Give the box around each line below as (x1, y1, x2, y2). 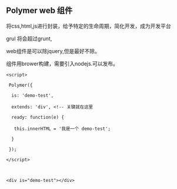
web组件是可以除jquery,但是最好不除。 (6, 47, 101, 54)
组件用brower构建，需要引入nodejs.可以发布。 (6, 60, 119, 67)
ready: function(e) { (11, 114, 65, 120)
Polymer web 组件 (6, 5, 73, 16)
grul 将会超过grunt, (6, 35, 52, 42)
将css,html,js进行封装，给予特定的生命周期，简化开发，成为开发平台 (6, 22, 172, 30)
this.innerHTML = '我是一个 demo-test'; (14, 126, 111, 132)
